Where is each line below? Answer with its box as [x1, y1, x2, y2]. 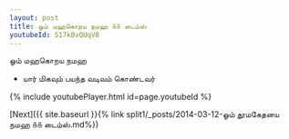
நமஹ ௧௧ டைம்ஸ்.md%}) [9, 119, 99, 130]
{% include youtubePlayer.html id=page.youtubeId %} [9, 92, 212, 103]
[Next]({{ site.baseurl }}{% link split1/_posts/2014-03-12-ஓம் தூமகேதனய [9, 109, 280, 120]
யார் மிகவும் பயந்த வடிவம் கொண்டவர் [22, 74, 156, 84]
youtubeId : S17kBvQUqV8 [9, 30, 100, 39]
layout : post [9, 13, 59, 23]
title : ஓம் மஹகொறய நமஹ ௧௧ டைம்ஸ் [9, 22, 148, 31]
